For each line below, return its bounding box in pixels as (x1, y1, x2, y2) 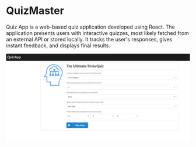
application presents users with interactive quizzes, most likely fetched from (6, 29, 190, 36)
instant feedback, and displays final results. (6, 42, 111, 49)
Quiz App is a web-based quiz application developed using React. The (6, 23, 175, 30)
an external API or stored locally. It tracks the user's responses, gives (6, 36, 173, 43)
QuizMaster (6, 4, 64, 17)
